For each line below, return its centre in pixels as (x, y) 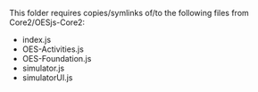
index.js (37, 40)
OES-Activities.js (53, 49)
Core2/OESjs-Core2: (47, 22)
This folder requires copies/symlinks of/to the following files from (129, 13)
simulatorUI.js (47, 78)
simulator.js (43, 68)
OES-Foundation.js (57, 59)
